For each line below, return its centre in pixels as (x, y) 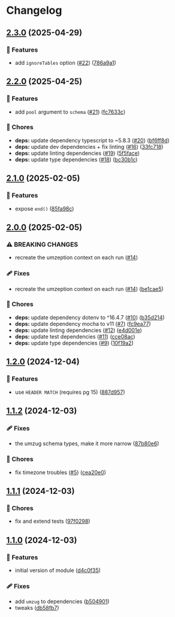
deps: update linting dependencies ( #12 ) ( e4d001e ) (79, 330)
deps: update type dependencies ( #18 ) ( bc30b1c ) (76, 159)
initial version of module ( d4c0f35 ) (58, 570)
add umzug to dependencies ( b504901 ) (62, 601)
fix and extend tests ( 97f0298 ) (52, 521)
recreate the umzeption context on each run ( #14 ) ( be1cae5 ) (89, 289)
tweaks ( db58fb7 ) (37, 608)
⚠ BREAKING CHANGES (42, 244)
